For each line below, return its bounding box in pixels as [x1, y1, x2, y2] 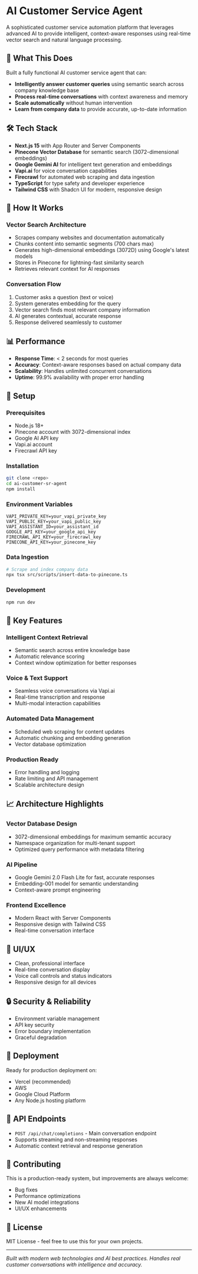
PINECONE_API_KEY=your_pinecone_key [6, 539, 96, 545]
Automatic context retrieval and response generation [14, 1142, 143, 1149]
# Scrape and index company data [6, 566, 88, 572]
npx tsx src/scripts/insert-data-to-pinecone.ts [6, 572, 128, 578]
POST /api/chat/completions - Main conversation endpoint [14, 1129, 157, 1137]
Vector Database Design [6, 820, 78, 828]
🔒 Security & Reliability [6, 996, 91, 1007]
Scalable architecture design [14, 781, 84, 788]
